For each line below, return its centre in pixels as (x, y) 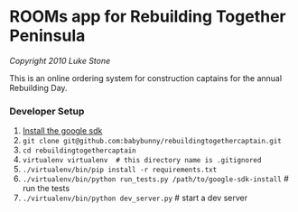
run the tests (46, 189)
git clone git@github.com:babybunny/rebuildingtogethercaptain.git (152, 142)
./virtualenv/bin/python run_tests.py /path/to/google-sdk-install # (155, 179)
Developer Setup (47, 111)
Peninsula (47, 36)
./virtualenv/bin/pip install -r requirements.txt (120, 170)
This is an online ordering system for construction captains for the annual (146, 78)
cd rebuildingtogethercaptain (79, 151)
